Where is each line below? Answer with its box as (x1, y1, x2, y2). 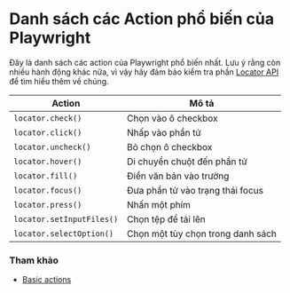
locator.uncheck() (13, 142, 91, 152)
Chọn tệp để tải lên (127, 213, 206, 226)
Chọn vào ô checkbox (127, 112, 219, 124)
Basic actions (21, 274, 72, 285)
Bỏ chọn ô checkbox (127, 140, 213, 153)
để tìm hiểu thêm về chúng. (9, 75, 109, 86)
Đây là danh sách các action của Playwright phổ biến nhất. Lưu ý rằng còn (9, 57, 281, 67)
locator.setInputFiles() (13, 214, 119, 224)
